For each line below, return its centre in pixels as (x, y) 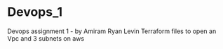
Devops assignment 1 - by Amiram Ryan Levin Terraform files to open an (112, 31)
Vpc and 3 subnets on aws (46, 38)
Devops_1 (35, 12)
